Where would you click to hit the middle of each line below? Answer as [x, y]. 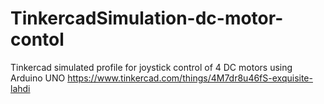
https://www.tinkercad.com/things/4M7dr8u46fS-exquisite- [190, 78]
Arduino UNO [38, 78]
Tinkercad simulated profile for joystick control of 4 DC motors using [151, 67]
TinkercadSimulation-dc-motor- [147, 18]
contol [37, 39]
